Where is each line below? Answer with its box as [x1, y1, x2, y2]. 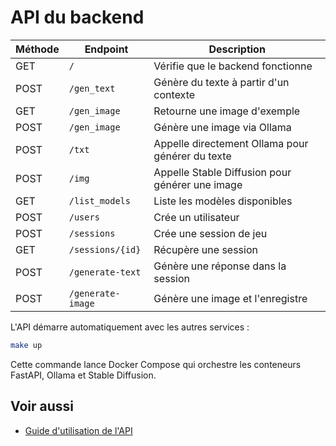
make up [10, 340, 43, 350]
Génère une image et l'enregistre [153, 291, 308, 305]
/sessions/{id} [68, 244, 142, 255]
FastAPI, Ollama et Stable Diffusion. [10, 369, 157, 381]
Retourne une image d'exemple [153, 104, 301, 118]
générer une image [153, 177, 243, 191]
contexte [153, 87, 196, 101]
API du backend [10, 6, 145, 29]
